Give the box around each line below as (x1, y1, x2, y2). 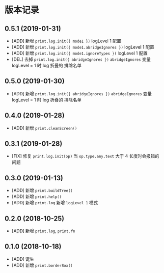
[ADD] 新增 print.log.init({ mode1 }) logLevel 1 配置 (11, 38, 121, 44)
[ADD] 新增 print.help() (11, 193, 62, 199)
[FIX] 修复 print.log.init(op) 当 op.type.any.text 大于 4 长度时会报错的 (11, 153, 160, 159)
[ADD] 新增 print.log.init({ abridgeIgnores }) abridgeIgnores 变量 (11, 90, 152, 96)
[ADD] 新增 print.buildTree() (11, 188, 73, 193)
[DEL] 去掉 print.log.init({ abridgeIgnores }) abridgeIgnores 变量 (11, 56, 151, 62)
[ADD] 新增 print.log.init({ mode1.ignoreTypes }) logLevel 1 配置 (11, 50, 148, 56)
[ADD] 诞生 (11, 256, 34, 262)
